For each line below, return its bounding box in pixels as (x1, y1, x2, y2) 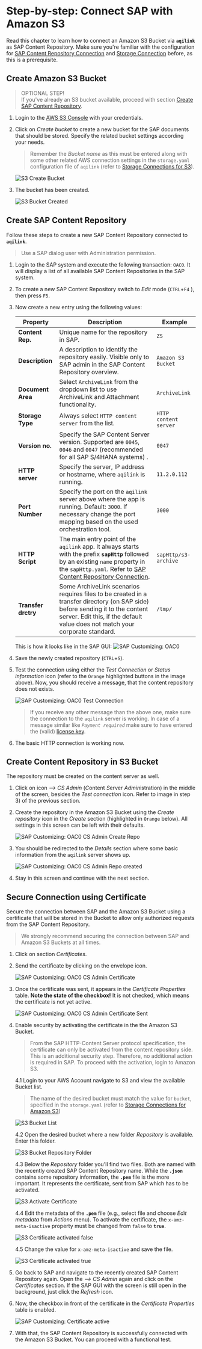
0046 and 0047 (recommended (59, 445, 143, 454)
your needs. (14, 138, 45, 146)
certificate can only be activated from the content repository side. (29, 1046, 194, 1054)
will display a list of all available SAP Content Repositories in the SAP (14, 267, 185, 274)
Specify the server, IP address (59, 462, 145, 471)
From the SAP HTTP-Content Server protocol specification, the (29, 1040, 186, 1047)
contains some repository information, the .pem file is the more (14, 1173, 170, 1181)
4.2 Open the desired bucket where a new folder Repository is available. (14, 1131, 194, 1138)
